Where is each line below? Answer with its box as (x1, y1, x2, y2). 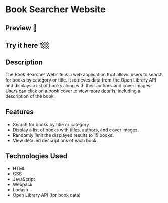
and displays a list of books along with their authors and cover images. (5, 82, 152, 88)
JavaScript (12, 176, 35, 182)
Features (5, 108, 34, 116)
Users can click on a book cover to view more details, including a (5, 88, 141, 94)
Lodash (12, 187, 29, 193)
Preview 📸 (5, 24, 37, 32)
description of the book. (5, 93, 55, 99)
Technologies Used (5, 152, 67, 160)
